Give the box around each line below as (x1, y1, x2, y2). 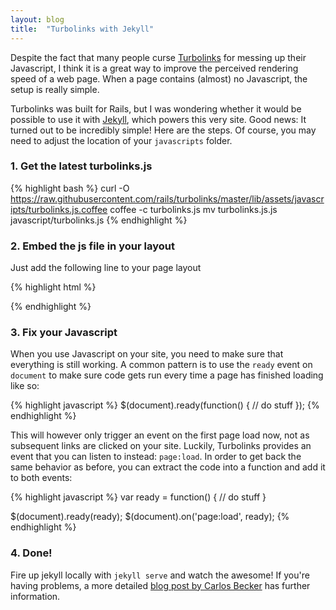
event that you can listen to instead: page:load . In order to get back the (10, 451, 302, 463)
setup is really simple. (10, 83, 100, 95)
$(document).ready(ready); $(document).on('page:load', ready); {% (10, 511, 290, 523)
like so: (10, 380, 40, 392)
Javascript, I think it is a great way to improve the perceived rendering (10, 62, 299, 74)
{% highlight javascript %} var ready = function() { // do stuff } (10, 491, 267, 503)
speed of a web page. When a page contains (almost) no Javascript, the (10, 72, 308, 85)
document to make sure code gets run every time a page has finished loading (10, 369, 324, 381)
